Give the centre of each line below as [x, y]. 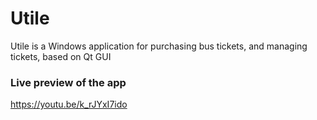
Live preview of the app [68, 82]
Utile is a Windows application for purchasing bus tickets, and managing [159, 46]
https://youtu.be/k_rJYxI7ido [69, 104]
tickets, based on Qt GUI [61, 56]
